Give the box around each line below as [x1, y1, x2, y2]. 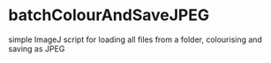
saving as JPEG [8, 43, 65, 53]
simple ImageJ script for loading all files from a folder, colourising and [8, 34, 262, 45]
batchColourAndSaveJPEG [8, 5, 210, 25]
